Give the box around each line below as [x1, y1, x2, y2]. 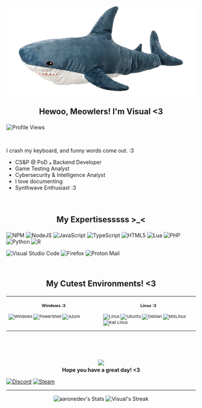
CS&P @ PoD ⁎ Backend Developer [14, 158, 102, 166]
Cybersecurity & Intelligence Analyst [14, 172, 106, 179]
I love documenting [14, 178, 63, 185]
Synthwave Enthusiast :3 [14, 184, 76, 191]
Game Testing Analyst [14, 165, 70, 172]
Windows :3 [41, 302, 66, 308]
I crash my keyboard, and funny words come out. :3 [6, 147, 134, 154]
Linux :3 [140, 302, 157, 308]
